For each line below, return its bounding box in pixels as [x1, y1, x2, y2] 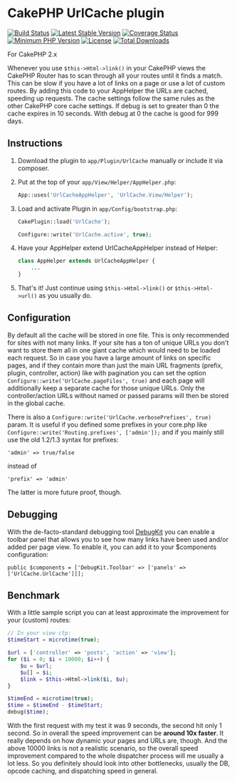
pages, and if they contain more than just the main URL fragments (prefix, [7, 361, 223, 370]
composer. [17, 164, 50, 172]
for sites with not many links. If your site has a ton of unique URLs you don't [7, 338, 229, 347]
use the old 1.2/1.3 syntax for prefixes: [7, 435, 119, 444]
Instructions [7, 137, 63, 150]
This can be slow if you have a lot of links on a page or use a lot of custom [7, 78, 226, 87]
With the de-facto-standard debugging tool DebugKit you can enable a [7, 527, 215, 536]
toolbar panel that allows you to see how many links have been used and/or [7, 535, 229, 543]
